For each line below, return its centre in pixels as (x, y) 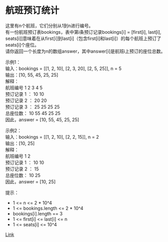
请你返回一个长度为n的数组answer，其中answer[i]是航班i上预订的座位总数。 (85, 51)
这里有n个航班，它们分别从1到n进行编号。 (49, 26)
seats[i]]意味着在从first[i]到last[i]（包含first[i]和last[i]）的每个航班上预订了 (83, 38)
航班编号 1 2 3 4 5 (24, 87)
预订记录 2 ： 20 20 (26, 100)
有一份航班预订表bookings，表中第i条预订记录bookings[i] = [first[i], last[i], (83, 32)
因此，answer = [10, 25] (30, 182)
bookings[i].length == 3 (38, 213)
